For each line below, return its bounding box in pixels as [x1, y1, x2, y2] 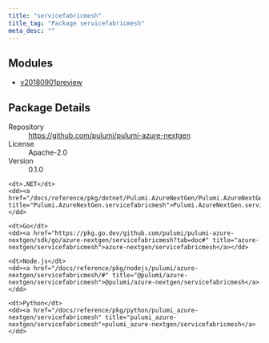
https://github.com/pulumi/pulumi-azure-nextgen [28, 131, 191, 140]
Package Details [8, 101, 90, 115]
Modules [8, 56, 54, 70]
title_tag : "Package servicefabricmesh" [8, 19, 146, 27]
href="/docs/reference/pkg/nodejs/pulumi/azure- [33, 264, 199, 272]
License [8, 139, 34, 148]
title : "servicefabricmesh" [8, 11, 102, 20]
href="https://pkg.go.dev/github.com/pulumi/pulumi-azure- [33, 229, 235, 237]
